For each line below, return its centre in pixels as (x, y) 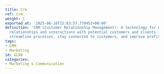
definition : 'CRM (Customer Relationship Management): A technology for (81, 28)
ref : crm (14, 14)
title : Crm (16, 9)
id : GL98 (14, 55)
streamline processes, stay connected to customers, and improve (77, 37)
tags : (10, 41)
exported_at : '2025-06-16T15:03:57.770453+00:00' (57, 23)
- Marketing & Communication (35, 64)
